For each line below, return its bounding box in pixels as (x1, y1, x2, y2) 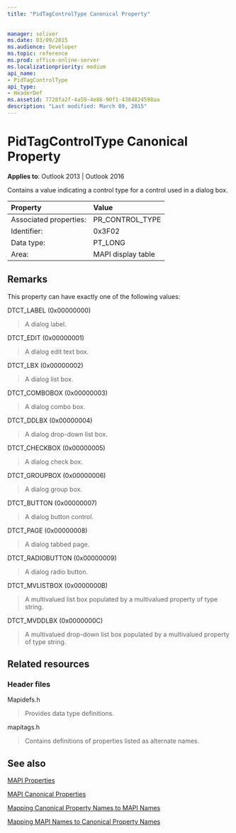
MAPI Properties (7, 776, 55, 785)
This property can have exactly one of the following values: (7, 292, 181, 300)
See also (7, 757, 46, 769)
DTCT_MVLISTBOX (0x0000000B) (7, 581, 108, 589)
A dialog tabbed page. (24, 540, 90, 548)
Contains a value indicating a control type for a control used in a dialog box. (7, 185, 228, 194)
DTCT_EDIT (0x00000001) (7, 333, 85, 342)
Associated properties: (11, 214, 86, 224)
